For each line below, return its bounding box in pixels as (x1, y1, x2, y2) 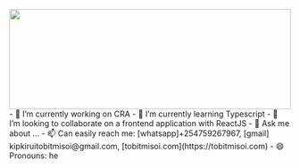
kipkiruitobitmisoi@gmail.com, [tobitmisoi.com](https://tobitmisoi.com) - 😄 (9, 141, 285, 151)
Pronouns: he (9, 150, 59, 161)
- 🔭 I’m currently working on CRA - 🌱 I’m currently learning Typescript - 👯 (9, 108, 279, 119)
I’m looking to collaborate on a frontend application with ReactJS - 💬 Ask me (9, 118, 290, 128)
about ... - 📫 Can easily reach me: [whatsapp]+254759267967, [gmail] (9, 128, 270, 139)
